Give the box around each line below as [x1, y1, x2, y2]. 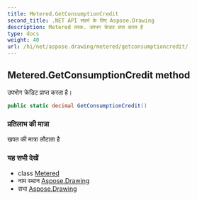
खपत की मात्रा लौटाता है [7, 135, 60, 143]
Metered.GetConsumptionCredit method [7, 69, 191, 81]
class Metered [17, 169, 60, 177]
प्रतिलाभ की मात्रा [7, 119, 50, 129]
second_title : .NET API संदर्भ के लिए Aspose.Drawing [7, 17, 154, 24]
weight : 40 [7, 37, 40, 44]
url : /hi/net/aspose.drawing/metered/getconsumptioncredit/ [7, 43, 189, 50]
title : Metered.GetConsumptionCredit [7, 10, 119, 18]
